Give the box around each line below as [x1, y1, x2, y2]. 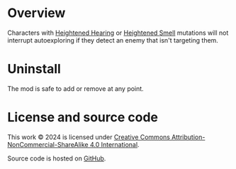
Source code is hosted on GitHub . [7, 154, 106, 163]
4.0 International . [89, 140, 140, 148]
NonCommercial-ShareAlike [7, 140, 89, 148]
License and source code [7, 109, 158, 126]
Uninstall [7, 61, 62, 77]
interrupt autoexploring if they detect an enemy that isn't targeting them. [7, 36, 218, 44]
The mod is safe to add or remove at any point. [7, 84, 144, 93]
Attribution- [171, 133, 206, 141]
